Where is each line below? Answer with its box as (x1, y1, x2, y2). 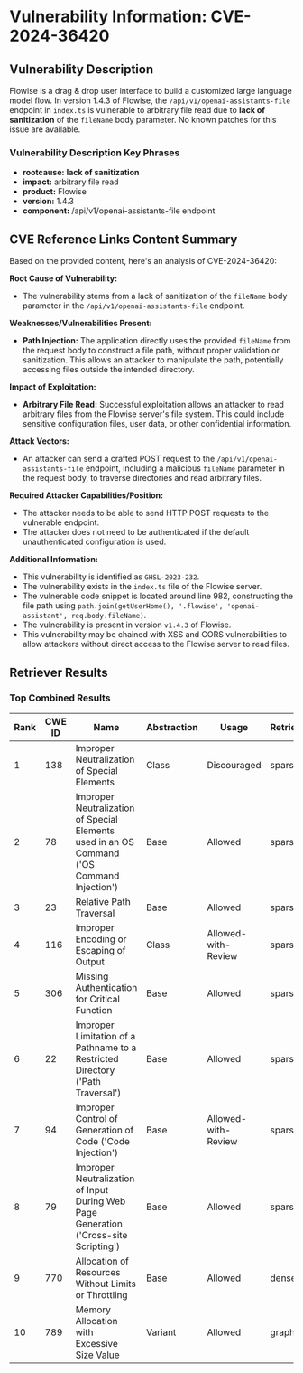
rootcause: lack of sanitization (22, 167, 140, 178)
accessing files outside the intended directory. (22, 364, 196, 375)
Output (75, 955, 106, 968)
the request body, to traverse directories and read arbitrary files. (22, 473, 262, 484)
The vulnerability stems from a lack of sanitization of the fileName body (22, 291, 288, 302)
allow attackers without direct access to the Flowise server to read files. (22, 639, 290, 650)
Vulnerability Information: (9, 6, 207, 27)
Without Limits (75, 1277, 137, 1290)
